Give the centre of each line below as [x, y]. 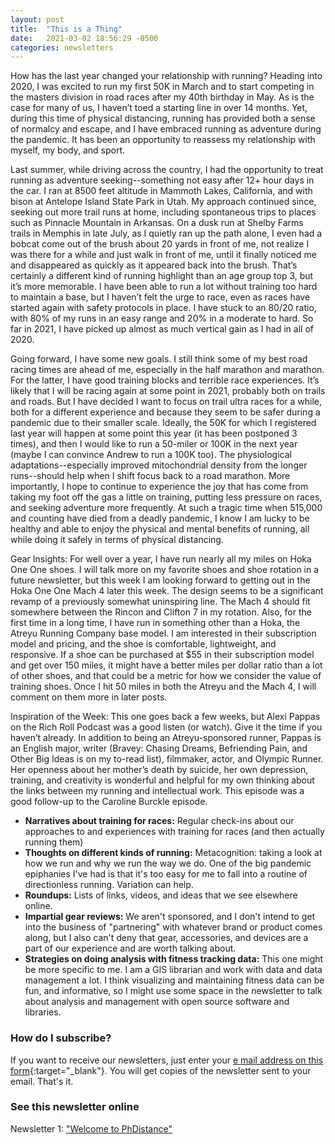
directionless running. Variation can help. [109, 885]
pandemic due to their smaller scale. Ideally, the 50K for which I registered [163, 423]
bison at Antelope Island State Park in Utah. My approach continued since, [163, 202]
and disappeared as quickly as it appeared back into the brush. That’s [154, 265]
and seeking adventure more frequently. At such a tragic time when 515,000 [166, 508]
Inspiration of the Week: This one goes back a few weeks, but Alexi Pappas [165, 717]
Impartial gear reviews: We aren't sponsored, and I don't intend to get [170, 917]
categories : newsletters [62, 47]
